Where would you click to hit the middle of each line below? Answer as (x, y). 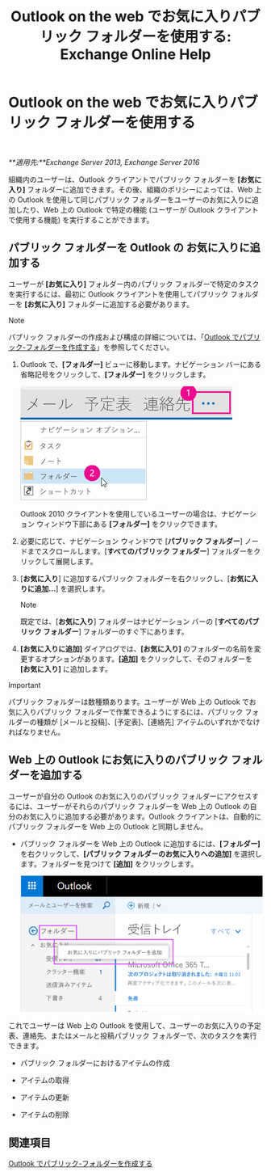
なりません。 (44, 731)
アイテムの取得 (45, 1081)
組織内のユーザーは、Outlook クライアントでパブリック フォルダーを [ (124, 179)
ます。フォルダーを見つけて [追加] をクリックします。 (109, 864)
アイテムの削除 (45, 1115)
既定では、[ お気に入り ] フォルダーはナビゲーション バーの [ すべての (133, 621)
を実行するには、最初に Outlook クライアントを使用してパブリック (119, 294)
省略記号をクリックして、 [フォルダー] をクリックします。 (115, 374)
